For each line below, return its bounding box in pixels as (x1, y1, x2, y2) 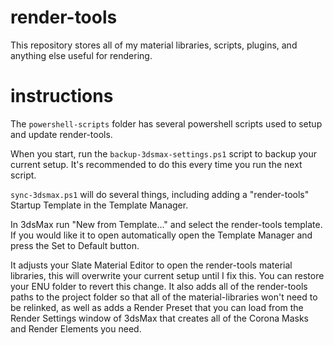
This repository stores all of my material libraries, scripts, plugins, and (10, 39, 298, 51)
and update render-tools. (10, 128, 113, 140)
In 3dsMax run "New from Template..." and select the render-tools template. (10, 218, 323, 230)
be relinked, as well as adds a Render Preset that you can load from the (10, 301, 304, 313)
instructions (10, 85, 114, 108)
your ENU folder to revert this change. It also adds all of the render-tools (10, 280, 308, 292)
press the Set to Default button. (10, 239, 140, 251)
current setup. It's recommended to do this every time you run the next (10, 158, 303, 170)
